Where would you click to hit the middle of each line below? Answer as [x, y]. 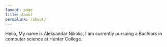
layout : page [19, 10]
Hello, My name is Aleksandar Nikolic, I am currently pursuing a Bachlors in [84, 34]
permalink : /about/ [26, 19]
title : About [19, 15]
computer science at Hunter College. [44, 39]
